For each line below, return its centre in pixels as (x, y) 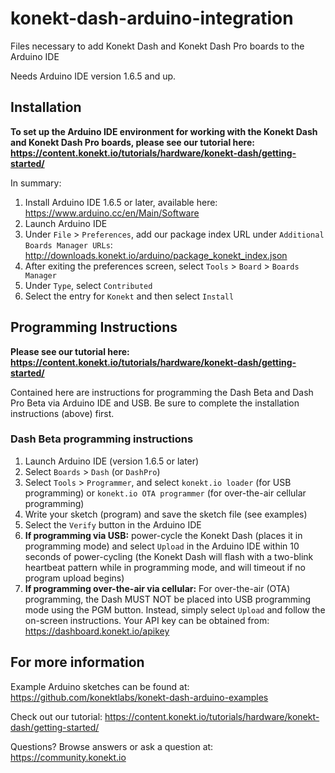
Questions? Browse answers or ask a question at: (112, 746)
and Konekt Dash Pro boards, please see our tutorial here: (132, 142)
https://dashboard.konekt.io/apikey (97, 631)
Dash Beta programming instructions (102, 439)
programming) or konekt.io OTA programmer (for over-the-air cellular (165, 493)
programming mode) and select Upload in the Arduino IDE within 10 (162, 546)
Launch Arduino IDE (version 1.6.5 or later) (112, 461)
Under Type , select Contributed (88, 285)
